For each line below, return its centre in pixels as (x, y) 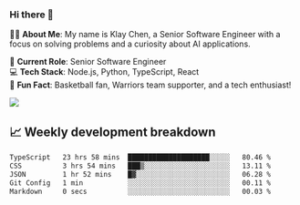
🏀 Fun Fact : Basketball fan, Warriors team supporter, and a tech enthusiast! (150, 85)
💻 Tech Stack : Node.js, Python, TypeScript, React (104, 72)
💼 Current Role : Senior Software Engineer (88, 62)
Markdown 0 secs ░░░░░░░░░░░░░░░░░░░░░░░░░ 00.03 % (140, 191)
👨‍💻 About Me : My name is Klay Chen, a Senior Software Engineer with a (145, 35)
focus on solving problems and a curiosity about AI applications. (130, 44)
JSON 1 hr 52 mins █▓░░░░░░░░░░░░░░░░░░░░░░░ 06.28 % (140, 174)
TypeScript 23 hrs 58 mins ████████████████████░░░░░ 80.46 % (140, 158)
